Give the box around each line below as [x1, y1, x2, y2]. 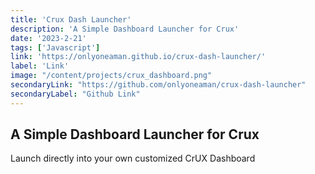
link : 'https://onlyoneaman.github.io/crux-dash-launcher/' [10, 52, 267, 62]
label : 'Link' [10, 61, 70, 71]
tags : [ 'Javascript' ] [10, 42, 101, 53]
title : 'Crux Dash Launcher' [10, 14, 132, 25]
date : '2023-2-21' [10, 33, 87, 43]
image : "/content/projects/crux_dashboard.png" [10, 71, 213, 81]
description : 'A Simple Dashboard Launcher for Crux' [10, 24, 240, 34]
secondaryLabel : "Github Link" [10, 89, 141, 99]
